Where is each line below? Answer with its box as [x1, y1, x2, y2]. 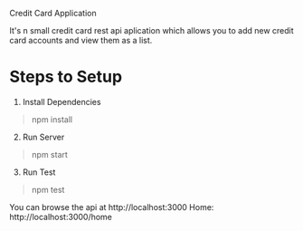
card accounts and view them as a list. [9, 35, 153, 45]
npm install [31, 113, 73, 125]
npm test [31, 184, 65, 195]
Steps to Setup [9, 67, 123, 87]
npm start [31, 149, 68, 159]
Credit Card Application [9, 8, 97, 18]
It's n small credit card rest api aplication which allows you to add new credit [9, 25, 294, 35]
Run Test [22, 167, 56, 178]
